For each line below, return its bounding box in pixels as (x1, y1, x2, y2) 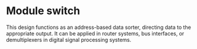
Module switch (6, 4, 81, 18)
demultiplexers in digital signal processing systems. (6, 36, 132, 43)
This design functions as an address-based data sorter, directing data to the (6, 24, 192, 31)
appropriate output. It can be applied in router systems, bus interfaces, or (6, 30, 185, 37)
